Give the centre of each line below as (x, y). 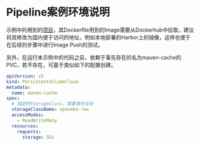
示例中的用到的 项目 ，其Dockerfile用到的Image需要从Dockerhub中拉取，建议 (100, 30)
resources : (25, 126)
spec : (13, 98)
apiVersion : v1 (25, 76)
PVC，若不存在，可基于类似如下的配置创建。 (61, 65)
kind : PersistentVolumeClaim (42, 82)
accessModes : (28, 115)
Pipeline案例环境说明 (58, 12)
